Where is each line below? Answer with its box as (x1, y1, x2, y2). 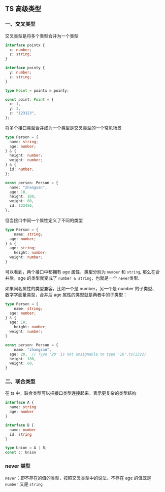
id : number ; (9, 167, 34, 172)
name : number (9, 427, 36, 432)
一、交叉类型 (5, 21, 36, 28)
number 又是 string (5, 481, 43, 487)
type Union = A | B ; (5, 446, 48, 451)
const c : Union (5, 450, 36, 455)
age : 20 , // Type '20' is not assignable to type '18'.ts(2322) (9, 352, 147, 357)
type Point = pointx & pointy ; (5, 88, 69, 93)
